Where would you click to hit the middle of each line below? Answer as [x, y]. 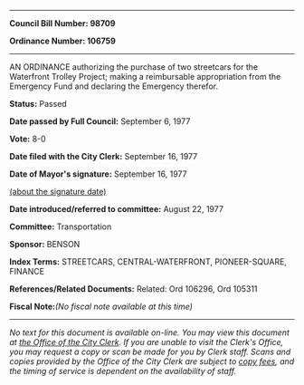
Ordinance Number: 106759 [62, 41]
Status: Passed [38, 104]
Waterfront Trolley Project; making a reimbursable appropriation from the [145, 77]
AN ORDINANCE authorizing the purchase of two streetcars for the [134, 67]
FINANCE [27, 271]
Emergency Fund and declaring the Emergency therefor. [114, 86]
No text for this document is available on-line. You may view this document [149, 332]
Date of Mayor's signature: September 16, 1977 [98, 174]
